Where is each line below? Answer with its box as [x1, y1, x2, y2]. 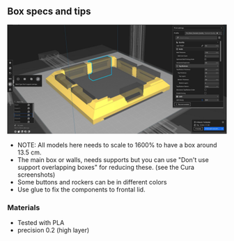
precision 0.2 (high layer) [17, 226, 90, 235]
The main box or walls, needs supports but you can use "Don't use [17, 155, 209, 163]
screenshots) [17, 170, 56, 179]
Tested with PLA [17, 219, 65, 227]
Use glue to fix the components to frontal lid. [17, 185, 146, 193]
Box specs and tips [7, 6, 91, 17]
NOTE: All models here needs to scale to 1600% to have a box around [17, 140, 217, 149]
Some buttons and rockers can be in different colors [17, 177, 167, 186]
